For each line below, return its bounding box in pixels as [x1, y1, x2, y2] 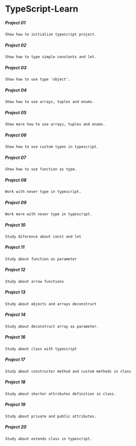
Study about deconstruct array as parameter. [5, 324, 99, 329]
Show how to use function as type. [5, 167, 77, 172]
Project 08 [5, 177, 27, 183]
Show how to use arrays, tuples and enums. [5, 100, 95, 104]
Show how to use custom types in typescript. [5, 144, 99, 149]
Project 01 [5, 19, 26, 25]
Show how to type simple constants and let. [5, 54, 97, 59]
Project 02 [5, 42, 27, 48]
